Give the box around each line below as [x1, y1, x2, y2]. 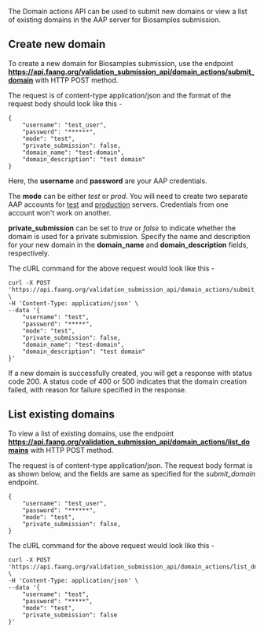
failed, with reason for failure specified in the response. [8, 385, 187, 394]
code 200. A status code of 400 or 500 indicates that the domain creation [8, 377, 247, 386]
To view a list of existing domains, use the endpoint [8, 429, 174, 438]
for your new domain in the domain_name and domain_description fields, [8, 240, 249, 249]
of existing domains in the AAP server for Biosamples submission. [8, 15, 222, 24]
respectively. [8, 248, 49, 258]
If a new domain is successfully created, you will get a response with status [8, 368, 253, 377]
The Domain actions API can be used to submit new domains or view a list [8, 7, 247, 16]
